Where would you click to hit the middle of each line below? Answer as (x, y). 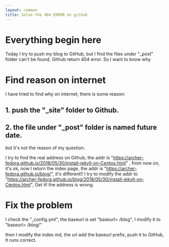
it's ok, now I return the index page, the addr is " (56, 168)
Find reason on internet (55, 80)
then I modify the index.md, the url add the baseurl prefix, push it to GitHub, (85, 234)
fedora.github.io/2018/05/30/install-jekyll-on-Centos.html (66, 163)
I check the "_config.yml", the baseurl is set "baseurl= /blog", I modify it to (83, 219)
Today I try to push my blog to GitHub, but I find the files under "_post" (79, 54)
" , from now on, (143, 163)
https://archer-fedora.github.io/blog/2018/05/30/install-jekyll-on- (76, 179)
